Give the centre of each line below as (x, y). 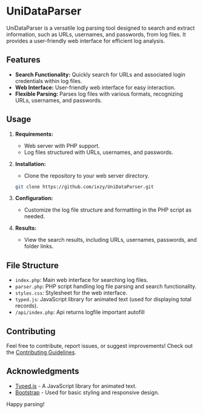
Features (23, 60)
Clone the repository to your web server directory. (87, 175)
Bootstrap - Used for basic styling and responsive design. (87, 392)
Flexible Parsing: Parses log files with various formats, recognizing (99, 94)
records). (26, 306)
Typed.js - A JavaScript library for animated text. (76, 386)
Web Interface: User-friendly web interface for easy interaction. (95, 87)
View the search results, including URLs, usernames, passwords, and (110, 240)
